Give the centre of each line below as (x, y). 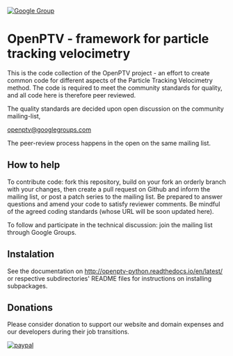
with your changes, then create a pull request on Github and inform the (109, 189)
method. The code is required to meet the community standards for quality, (115, 88)
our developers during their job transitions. (69, 332)
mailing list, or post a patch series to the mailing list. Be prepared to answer (115, 196)
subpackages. (27, 286)
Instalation (31, 254)
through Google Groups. (42, 232)
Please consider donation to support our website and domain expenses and (115, 325)
